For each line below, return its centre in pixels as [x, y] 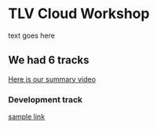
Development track [46, 99]
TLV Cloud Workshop [79, 14]
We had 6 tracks [49, 60]
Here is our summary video [52, 79]
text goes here [31, 35]
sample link [27, 117]
